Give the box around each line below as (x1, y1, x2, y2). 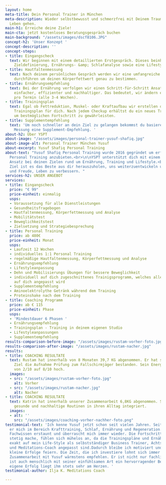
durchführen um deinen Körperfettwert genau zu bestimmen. (14, 76, 138, 81)
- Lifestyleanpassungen (9, 330, 58, 335)
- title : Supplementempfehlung (5, 118, 70, 123)
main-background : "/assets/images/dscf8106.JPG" (5, 35, 107, 40)
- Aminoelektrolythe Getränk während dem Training (9, 289, 116, 294)
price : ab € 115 (9, 302, 43, 307)
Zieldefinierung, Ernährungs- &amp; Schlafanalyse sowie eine (14, 62, 145, 67)
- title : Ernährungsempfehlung (5, 81, 70, 86)
